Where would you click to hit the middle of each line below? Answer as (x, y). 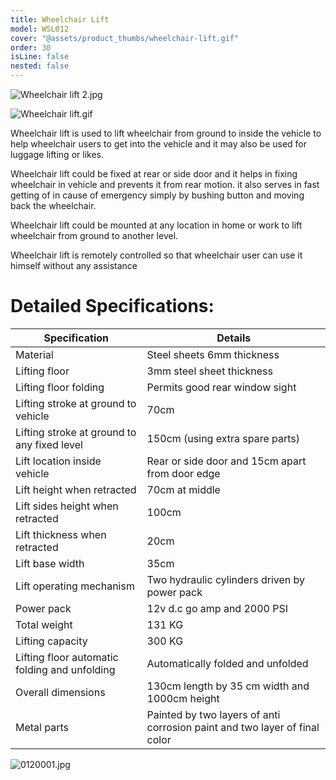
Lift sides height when (67, 506)
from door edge (183, 473)
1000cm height (183, 698)
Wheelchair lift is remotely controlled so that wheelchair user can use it (156, 255)
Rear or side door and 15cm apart (226, 461)
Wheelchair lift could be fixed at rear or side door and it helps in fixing (154, 174)
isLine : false (40, 57)
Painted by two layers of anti (213, 714)
